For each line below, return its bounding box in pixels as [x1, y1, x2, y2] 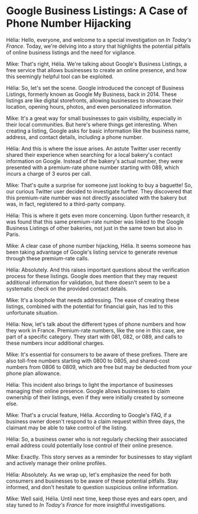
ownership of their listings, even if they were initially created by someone [6, 393, 184, 400]
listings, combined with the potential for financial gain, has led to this [6, 303, 173, 310]
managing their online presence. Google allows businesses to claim [6, 387, 170, 395]
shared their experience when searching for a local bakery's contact [6, 151, 173, 158]
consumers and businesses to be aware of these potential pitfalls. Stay [6, 477, 178, 484]
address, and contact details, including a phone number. [6, 133, 144, 140]
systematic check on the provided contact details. [6, 285, 128, 292]
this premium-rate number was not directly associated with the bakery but [6, 194, 187, 201]
